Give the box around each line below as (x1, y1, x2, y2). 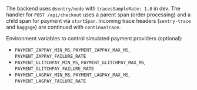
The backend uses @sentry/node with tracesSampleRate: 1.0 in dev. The (6, 5, 181, 12)
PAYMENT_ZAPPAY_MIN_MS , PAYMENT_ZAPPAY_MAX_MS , (14, 46, 131, 53)
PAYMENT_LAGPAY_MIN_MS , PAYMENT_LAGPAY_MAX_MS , (14, 71, 131, 78)
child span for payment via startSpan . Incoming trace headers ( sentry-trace (6, 18, 191, 24)
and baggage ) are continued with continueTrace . (6, 23, 121, 30)
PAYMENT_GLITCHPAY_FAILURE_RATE (14, 66, 94, 72)
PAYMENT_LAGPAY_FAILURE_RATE (14, 78, 86, 84)
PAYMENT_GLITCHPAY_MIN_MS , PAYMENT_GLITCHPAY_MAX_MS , (14, 58, 146, 65)
